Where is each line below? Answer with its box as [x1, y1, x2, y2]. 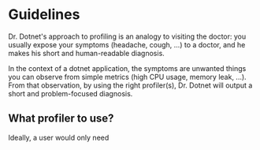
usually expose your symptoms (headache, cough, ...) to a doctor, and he [8, 39, 246, 49]
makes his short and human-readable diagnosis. [8, 48, 165, 58]
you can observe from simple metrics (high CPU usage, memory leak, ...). [8, 72, 247, 81]
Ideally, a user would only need [8, 133, 110, 142]
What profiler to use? [8, 112, 114, 126]
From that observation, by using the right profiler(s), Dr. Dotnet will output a [8, 81, 253, 90]
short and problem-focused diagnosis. [8, 88, 133, 98]
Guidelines [8, 6, 80, 24]
